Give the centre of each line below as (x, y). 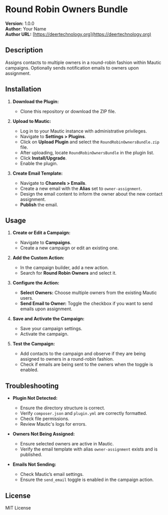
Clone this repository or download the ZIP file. (68, 111)
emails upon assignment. (46, 309)
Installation (23, 89)
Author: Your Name (26, 28)
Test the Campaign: (34, 344)
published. (31, 455)
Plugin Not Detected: (35, 398)
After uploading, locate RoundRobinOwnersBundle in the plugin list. (87, 152)
